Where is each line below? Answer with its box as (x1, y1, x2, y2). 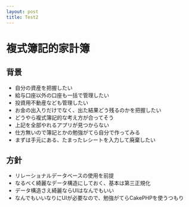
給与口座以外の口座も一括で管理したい (14, 92, 109, 99)
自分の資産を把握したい (14, 84, 73, 91)
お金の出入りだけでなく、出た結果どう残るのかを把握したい (14, 106, 162, 114)
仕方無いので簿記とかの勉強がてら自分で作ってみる (14, 128, 141, 136)
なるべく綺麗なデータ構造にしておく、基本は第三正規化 (14, 180, 151, 187)
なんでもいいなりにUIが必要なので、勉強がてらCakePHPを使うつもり (14, 195, 184, 202)
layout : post (6, 8, 39, 15)
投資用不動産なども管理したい (14, 99, 88, 106)
